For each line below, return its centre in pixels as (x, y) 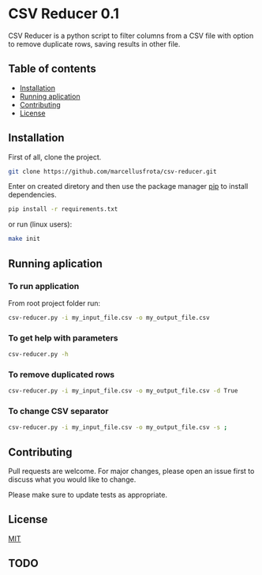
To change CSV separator (58, 412)
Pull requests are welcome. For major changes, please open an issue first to (131, 472)
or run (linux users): (40, 224)
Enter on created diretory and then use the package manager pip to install (128, 186)
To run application (44, 286)
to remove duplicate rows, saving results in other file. (94, 43)
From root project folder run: (54, 303)
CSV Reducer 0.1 (64, 14)
